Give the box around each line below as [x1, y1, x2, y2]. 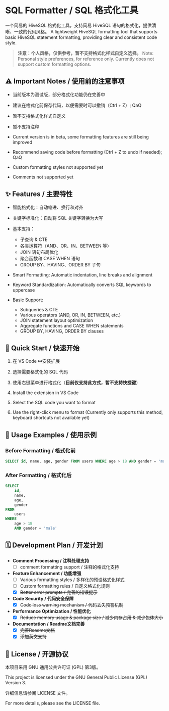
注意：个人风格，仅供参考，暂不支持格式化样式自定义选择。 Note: [17, 50, 154, 56]
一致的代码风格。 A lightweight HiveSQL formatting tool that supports [14, 28, 157, 34]
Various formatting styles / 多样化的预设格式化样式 [20, 577, 125, 583]
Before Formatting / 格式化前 [5, 447, 76, 454]
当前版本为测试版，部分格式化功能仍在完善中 [12, 91, 106, 98]
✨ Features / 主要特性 [5, 190, 73, 199]
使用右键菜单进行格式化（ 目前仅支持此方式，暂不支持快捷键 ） [12, 380, 141, 386]
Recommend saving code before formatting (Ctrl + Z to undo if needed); [12, 149, 162, 155]
